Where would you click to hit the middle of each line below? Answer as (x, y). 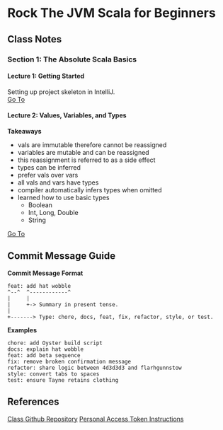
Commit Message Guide (61, 256)
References (33, 402)
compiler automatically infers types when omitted (90, 190)
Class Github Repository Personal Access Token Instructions (96, 419)
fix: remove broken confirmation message (69, 361)
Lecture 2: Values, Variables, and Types (67, 115)
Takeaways (24, 131)
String (37, 220)
